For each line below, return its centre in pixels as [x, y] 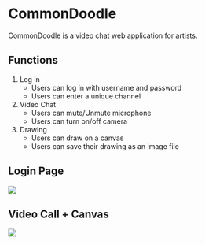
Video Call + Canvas [59, 214]
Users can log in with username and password [106, 87]
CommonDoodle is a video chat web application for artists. [103, 35]
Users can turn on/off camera [79, 121]
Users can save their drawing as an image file [105, 146]
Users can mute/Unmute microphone [91, 113]
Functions [33, 60]
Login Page [36, 171]
